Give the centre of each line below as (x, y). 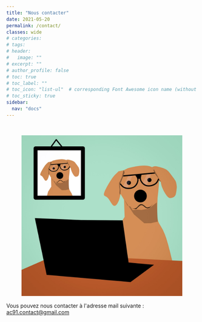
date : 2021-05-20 (28, 19)
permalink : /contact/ (34, 25)
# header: (19, 52)
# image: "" (24, 58)
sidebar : (17, 102)
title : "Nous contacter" (38, 13)
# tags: (16, 45)
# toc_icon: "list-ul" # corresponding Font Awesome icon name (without (102, 90)
